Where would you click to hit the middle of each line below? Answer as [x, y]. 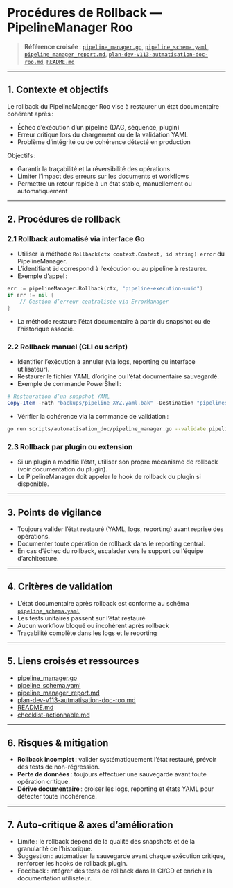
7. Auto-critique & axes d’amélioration [90, 825]
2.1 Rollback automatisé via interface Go [76, 239]
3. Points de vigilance [54, 512]
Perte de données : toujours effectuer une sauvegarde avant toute [112, 774]
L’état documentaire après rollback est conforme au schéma [103, 603]
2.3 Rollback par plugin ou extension [70, 446]
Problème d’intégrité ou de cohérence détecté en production [104, 142]
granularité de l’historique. [55, 849]
